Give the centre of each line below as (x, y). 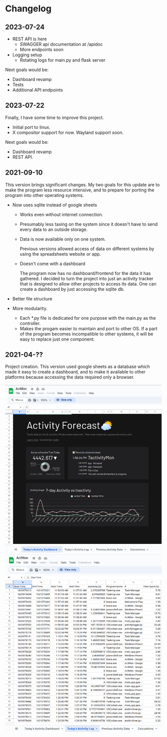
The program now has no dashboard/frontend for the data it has (85, 273)
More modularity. (30, 308)
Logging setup (27, 55)
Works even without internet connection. (61, 214)
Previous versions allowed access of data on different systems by (87, 249)
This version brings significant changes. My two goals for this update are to (83, 184)
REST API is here (30, 39)
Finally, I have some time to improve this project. (55, 117)
